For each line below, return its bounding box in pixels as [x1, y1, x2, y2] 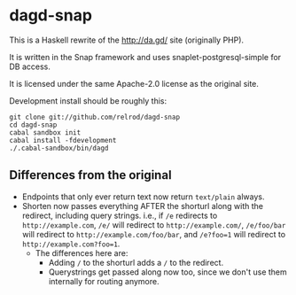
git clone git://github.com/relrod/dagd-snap [9, 113, 180, 121]
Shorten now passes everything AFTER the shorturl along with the [21, 200, 264, 211]
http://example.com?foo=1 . [21, 238, 121, 249]
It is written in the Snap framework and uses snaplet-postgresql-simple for [9, 51, 282, 62]
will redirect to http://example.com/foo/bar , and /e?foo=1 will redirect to [21, 229, 286, 239]
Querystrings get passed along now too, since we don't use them [48, 267, 288, 277]
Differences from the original [9, 167, 172, 182]
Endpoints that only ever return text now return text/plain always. [21, 191, 265, 202]
